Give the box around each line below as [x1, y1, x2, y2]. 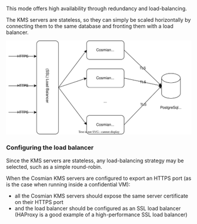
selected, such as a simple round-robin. [6, 163, 102, 170]
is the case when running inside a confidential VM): [6, 180, 131, 188]
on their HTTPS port [14, 198, 64, 205]
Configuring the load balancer [6, 143, 94, 152]
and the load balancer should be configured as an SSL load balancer [14, 205, 181, 212]
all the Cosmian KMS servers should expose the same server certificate [14, 192, 188, 199]
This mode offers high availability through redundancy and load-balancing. [6, 5, 187, 12]
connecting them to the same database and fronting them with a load [6, 23, 173, 29]
